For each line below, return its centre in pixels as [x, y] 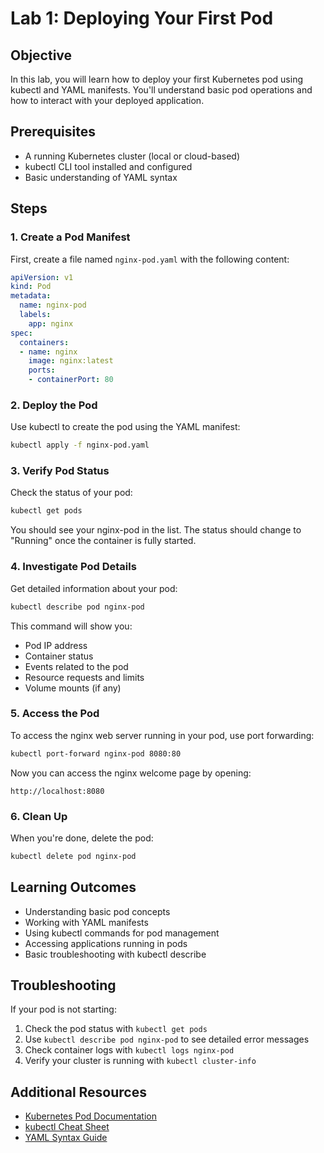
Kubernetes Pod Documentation [90, 1116]
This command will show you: [71, 626]
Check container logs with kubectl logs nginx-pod [129, 1050]
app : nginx [51, 323]
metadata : [31, 296]
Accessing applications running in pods [106, 943]
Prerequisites [53, 132]
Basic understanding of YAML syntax [101, 177]
